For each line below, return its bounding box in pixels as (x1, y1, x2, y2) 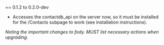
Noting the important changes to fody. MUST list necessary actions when (5, 29, 159, 34)
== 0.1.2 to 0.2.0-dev (5, 4, 49, 10)
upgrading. (5, 34, 28, 40)
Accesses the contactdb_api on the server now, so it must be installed (12, 14, 158, 19)
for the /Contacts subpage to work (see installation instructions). (12, 19, 148, 25)
